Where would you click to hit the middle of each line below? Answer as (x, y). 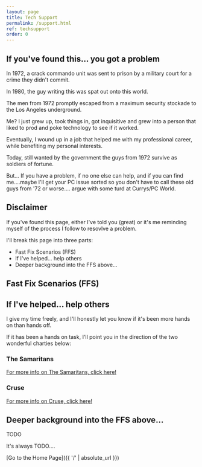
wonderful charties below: (39, 343)
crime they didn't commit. (38, 80)
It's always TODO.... (31, 446)
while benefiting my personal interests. (54, 146)
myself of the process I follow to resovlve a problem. (71, 228)
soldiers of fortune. (30, 164)
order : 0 (17, 34)
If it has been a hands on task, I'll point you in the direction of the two (92, 337)
